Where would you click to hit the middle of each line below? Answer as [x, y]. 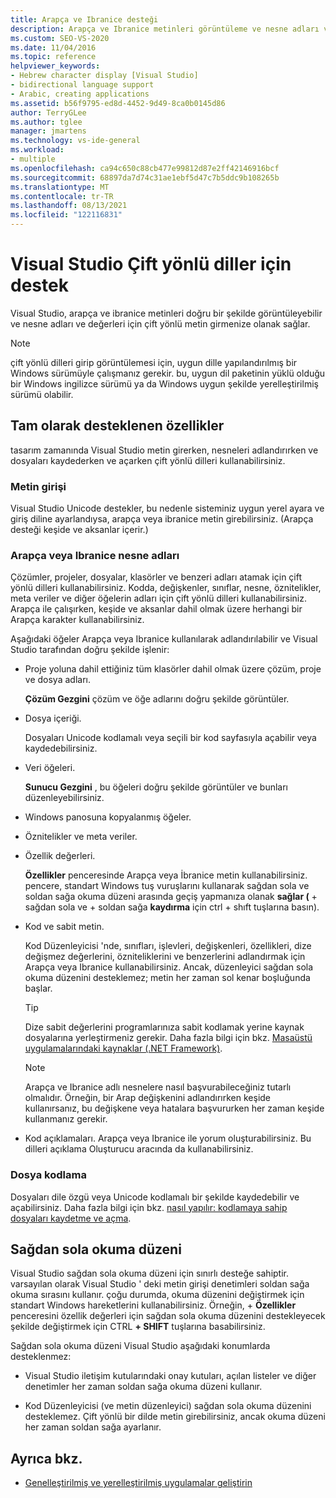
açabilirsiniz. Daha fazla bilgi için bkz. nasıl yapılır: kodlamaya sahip [149, 1207]
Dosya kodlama [48, 1175]
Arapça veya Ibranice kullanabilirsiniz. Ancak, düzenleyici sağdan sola [169, 967]
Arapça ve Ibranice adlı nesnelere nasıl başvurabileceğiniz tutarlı [158, 1087]
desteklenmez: [41, 1357]
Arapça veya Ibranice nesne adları [95, 555]
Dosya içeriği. [53, 718]
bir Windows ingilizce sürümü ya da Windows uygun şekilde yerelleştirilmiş [164, 383]
